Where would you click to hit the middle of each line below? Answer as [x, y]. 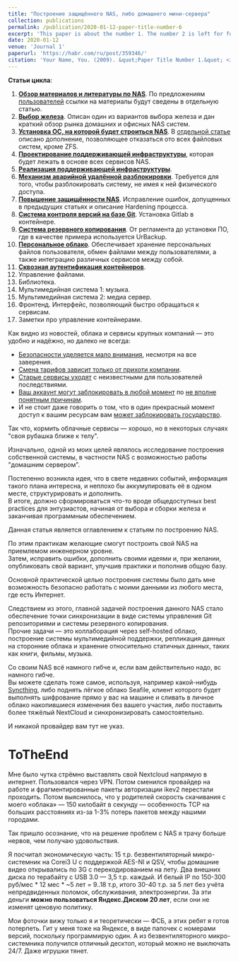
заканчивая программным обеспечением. [72, 516]
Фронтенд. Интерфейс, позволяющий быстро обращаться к [109, 304]
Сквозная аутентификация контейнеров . [82, 267]
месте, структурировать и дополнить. [65, 493]
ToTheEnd [38, 754]
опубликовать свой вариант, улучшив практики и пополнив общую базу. [118, 566]
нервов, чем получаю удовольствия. [64, 840]
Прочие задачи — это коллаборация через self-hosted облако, [103, 631]
